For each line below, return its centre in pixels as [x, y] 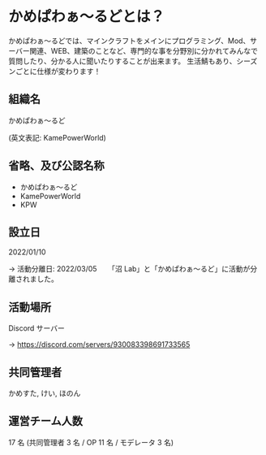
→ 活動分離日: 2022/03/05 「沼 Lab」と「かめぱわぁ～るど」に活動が [129, 269]
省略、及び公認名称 [56, 166]
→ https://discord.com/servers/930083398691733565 [99, 344]
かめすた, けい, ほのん [45, 393]
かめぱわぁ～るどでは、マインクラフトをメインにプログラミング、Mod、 [129, 41]
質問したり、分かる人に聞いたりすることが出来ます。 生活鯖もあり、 [122, 61]
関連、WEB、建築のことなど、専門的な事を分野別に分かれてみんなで [144, 50]
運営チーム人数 [46, 421]
